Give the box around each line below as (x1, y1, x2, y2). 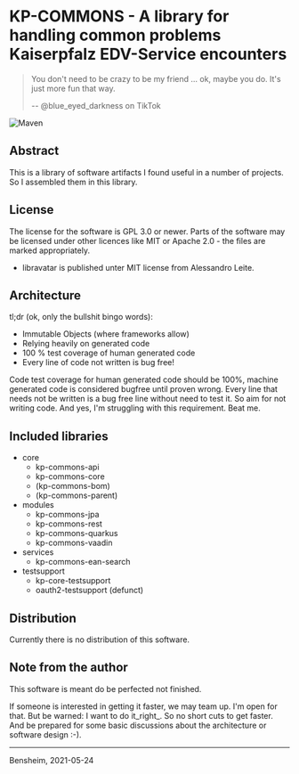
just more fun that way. (30, 83, 116, 94)
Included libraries (9, 428, 109, 444)
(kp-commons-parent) (35, 490, 118, 501)
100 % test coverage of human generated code (21, 347, 196, 358)
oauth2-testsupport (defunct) (35, 585, 144, 596)
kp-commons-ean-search (35, 557, 131, 567)
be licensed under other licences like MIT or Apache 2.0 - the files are (9, 235, 266, 246)
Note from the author (9, 660, 129, 675)
